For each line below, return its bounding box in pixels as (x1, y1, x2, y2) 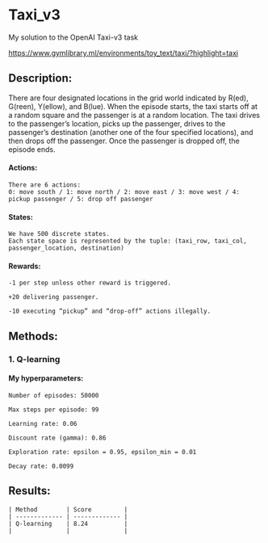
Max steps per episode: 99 (8, 406, 99, 414)
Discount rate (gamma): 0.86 (8, 434, 107, 442)
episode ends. (8, 144, 57, 154)
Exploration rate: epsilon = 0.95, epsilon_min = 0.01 (8, 448, 197, 456)
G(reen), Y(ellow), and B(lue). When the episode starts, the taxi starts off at (8, 101, 258, 111)
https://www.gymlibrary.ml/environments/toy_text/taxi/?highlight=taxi (8, 48, 239, 57)
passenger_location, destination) (8, 244, 125, 252)
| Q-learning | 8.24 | (8, 520, 128, 528)
